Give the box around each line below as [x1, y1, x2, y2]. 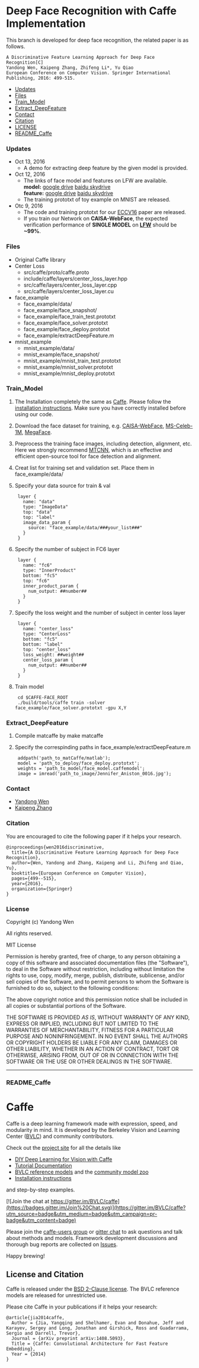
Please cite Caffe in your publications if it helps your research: [6, 1303, 158, 1310]
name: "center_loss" [23, 625, 74, 631]
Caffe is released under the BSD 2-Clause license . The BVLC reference [6, 1285, 179, 1292]
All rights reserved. [6, 930, 53, 937]
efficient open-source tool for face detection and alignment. [14, 452, 161, 460]
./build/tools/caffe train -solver [17, 700, 105, 706]
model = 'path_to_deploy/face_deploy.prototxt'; [17, 760, 140, 766]
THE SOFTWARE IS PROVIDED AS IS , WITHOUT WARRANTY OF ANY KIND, [6, 1014, 190, 1021]
